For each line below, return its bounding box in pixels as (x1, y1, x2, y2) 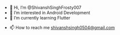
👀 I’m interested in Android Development (9, 10, 90, 16)
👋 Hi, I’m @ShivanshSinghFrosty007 (9, 5, 81, 10)
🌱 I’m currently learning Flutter (9, 15, 71, 20)
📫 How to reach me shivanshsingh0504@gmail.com (9, 25, 115, 30)
